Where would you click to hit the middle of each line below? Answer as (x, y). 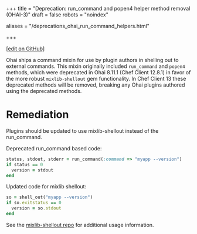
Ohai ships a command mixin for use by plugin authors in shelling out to (92, 60)
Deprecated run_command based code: (54, 148)
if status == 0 (25, 164)
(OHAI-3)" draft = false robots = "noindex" (57, 15)
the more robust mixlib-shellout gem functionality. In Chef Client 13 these (96, 79)
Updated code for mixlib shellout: (46, 187)
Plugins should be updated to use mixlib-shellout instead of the (82, 130)
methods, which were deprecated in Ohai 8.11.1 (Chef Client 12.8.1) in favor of (98, 72)
